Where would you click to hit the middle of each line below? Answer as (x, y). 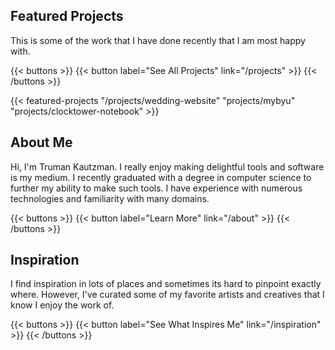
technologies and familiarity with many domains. (110, 198)
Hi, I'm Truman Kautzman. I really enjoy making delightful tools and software (167, 166)
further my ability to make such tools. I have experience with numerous (156, 188)
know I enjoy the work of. (62, 305)
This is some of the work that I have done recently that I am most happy (158, 40)
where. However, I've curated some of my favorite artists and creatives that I (167, 295)
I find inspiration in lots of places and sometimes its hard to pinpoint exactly (166, 284)
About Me (41, 142)
